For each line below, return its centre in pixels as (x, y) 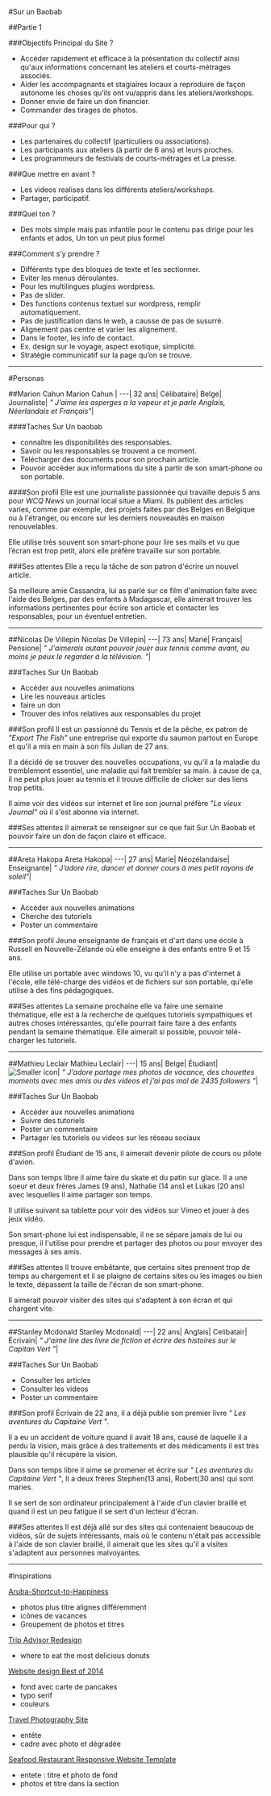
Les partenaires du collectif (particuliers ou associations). (116, 141)
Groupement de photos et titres (72, 1624)
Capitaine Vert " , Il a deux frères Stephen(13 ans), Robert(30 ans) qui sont (131, 1479)
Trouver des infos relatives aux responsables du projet (110, 714)
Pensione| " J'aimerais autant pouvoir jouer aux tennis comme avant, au (129, 648)
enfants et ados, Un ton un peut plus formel (92, 238)
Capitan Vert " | (33, 1349)
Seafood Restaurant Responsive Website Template (92, 1759)
